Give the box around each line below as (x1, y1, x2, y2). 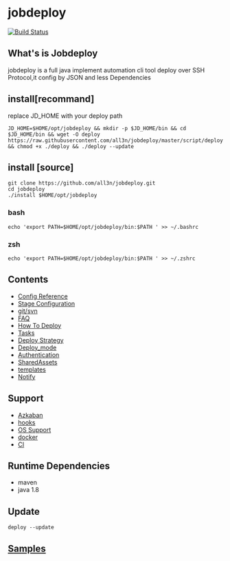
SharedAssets (17, 358, 58, 366)
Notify (17, 372, 36, 380)
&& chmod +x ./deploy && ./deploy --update (8, 143, 135, 150)
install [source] (8, 161, 74, 173)
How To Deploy (17, 321, 62, 329)
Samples (8, 542, 47, 554)
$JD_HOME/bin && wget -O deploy (8, 131, 100, 138)
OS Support (17, 425, 51, 433)
